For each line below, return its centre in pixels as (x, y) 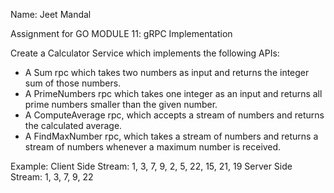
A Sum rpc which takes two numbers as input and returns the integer (167, 72)
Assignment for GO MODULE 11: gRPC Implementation (121, 33)
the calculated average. (73, 125)
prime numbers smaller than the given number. (121, 104)
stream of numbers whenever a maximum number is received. (153, 147)
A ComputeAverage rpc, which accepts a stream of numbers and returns (174, 115)
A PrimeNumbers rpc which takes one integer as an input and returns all (173, 93)
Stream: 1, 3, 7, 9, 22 (52, 177)
